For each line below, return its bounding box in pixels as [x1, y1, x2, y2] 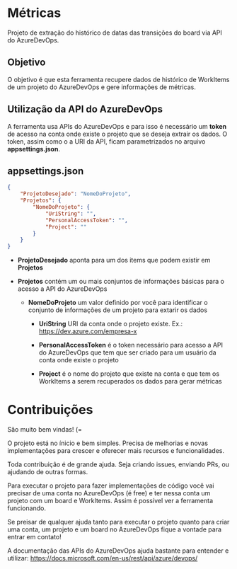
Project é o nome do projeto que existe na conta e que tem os [38, 369, 220, 378]
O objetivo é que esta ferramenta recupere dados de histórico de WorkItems [7, 75, 230, 84]
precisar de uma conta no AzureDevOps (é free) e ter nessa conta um [7, 489, 211, 498]
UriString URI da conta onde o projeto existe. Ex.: [38, 320, 183, 328]
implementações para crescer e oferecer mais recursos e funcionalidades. [7, 447, 225, 455]
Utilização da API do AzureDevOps [7, 103, 163, 115]
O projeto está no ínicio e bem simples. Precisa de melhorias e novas [7, 439, 209, 447]
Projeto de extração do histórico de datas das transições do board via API [7, 28, 223, 37]
